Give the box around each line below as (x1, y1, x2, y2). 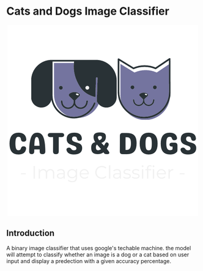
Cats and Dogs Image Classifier (6, 4, 169, 18)
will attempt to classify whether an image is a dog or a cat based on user (6, 251, 190, 258)
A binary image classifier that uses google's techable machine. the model (6, 244, 191, 251)
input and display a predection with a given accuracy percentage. (6, 257, 172, 264)
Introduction (6, 228, 55, 239)
